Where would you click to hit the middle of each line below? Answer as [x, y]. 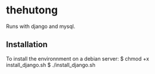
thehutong [32, 10]
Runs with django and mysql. [41, 26]
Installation [27, 45]
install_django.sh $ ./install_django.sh [51, 65]
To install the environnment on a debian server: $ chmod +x [78, 58]
